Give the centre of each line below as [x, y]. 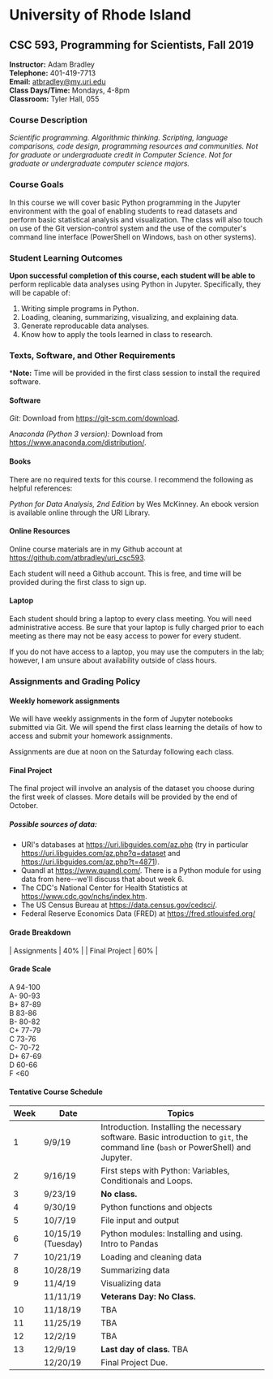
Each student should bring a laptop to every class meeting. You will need [130, 618]
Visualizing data [131, 1283]
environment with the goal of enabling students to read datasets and [123, 211]
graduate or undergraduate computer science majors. [99, 163]
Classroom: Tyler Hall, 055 [54, 99]
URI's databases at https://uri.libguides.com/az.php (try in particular [134, 845]
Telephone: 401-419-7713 [53, 73]
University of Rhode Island [100, 15]
